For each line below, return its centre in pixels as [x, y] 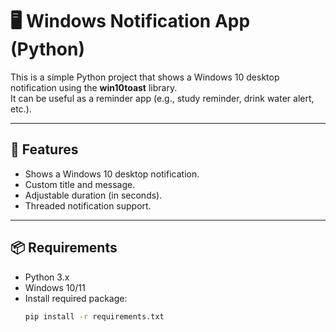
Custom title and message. [80, 184]
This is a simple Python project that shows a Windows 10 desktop [145, 77]
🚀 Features [44, 149]
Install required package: [76, 298]
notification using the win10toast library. [94, 87]
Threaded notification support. [88, 205]
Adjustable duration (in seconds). [93, 195]
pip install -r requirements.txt [94, 316]
